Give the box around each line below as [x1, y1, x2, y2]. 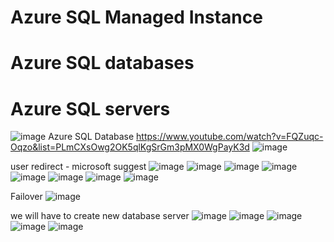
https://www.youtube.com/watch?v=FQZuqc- [136, 131, 324, 143]
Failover [10, 191, 43, 203]
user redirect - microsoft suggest [10, 161, 147, 173]
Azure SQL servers [10, 97, 171, 120]
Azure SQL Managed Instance [10, 6, 263, 29]
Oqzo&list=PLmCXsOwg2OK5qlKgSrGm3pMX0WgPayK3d [10, 141, 250, 153]
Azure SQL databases [10, 52, 195, 75]
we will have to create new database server [10, 210, 190, 222]
